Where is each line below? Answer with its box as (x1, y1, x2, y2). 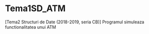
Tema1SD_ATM (5, 3, 66, 14)
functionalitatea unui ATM (5, 24, 57, 30)
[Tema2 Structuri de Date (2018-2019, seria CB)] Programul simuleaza (5, 19, 144, 25)
